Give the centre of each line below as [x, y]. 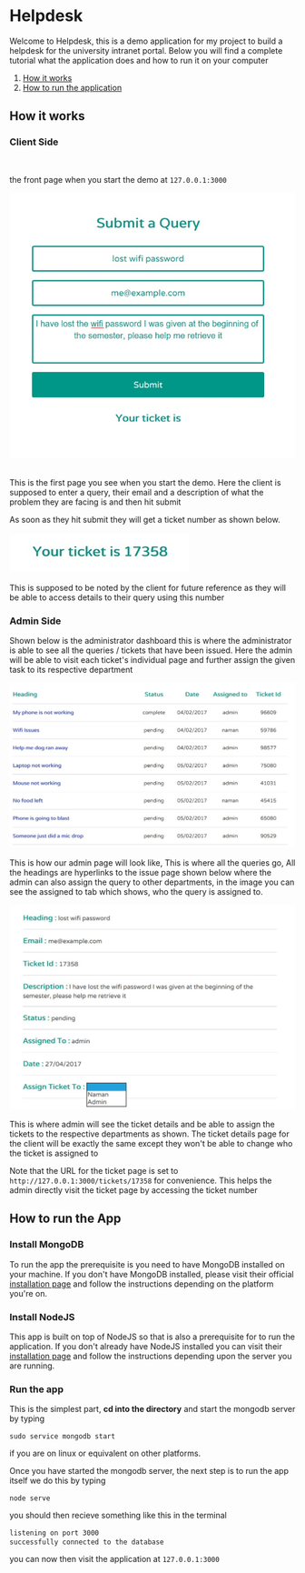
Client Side [34, 142]
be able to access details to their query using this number [117, 597]
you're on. [29, 1293]
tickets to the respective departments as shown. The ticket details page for [150, 1134]
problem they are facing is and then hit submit [95, 502]
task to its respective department [71, 670]
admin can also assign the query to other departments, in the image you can [152, 882]
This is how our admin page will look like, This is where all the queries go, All [152, 863]
